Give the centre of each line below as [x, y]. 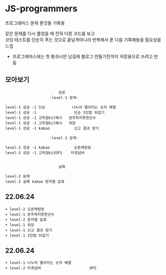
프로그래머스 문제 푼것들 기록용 [35, 23]
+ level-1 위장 [20, 225]
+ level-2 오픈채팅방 [25, 209]
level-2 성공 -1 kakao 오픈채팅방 [48, 147]
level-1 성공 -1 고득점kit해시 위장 [40, 123]
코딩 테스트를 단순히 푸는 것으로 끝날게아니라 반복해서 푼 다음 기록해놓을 [75, 40]
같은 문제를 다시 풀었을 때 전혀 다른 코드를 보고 [50, 33]
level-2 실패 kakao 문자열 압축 [35, 181]
